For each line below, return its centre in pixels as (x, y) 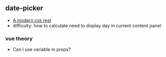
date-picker (24, 8)
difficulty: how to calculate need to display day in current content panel (87, 25)
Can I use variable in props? (41, 49)
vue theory (19, 38)
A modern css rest (32, 20)
